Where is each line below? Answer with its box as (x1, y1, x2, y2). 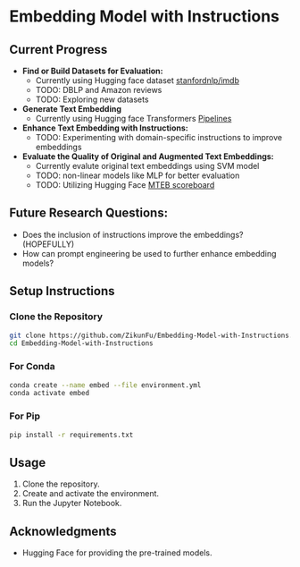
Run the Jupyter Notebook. (21, 498, 122, 509)
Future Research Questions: (9, 206, 168, 221)
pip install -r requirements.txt (9, 430, 134, 439)
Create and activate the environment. (21, 488, 159, 499)
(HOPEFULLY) (21, 239, 75, 250)
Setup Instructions (9, 283, 115, 299)
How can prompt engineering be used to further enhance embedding (21, 248, 277, 258)
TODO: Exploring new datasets (35, 94, 149, 105)
